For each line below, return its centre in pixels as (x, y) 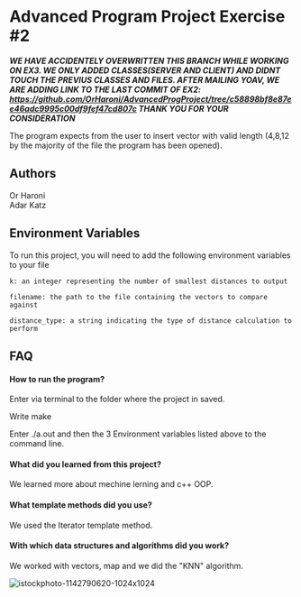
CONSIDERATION (42, 118)
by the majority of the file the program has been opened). (116, 145)
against (24, 305)
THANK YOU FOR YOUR (183, 108)
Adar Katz (28, 205)
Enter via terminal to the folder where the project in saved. (117, 400)
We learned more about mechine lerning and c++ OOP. (111, 484)
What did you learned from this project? (86, 464)
